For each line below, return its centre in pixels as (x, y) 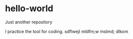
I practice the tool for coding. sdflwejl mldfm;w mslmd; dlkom (67, 31)
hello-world (29, 9)
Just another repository (29, 22)
